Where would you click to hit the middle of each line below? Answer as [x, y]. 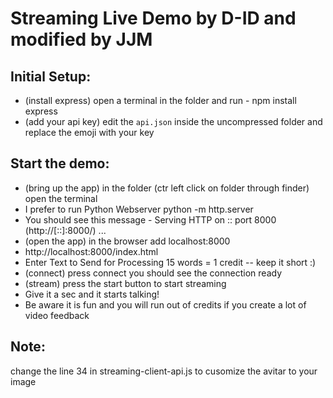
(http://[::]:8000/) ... [65, 230]
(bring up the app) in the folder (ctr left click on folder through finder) [167, 188]
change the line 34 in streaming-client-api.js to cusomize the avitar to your [164, 371]
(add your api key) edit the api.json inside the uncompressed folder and [173, 121]
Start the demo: [60, 163]
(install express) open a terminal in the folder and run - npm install [160, 100]
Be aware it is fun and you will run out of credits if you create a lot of [165, 304]
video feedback [57, 315]
